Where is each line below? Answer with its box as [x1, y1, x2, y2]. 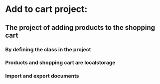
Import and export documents [5, 73, 79, 80]
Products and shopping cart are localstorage [5, 59, 116, 66]
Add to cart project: [5, 3, 88, 15]
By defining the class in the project [5, 46, 91, 53]
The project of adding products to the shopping [5, 23, 156, 32]
